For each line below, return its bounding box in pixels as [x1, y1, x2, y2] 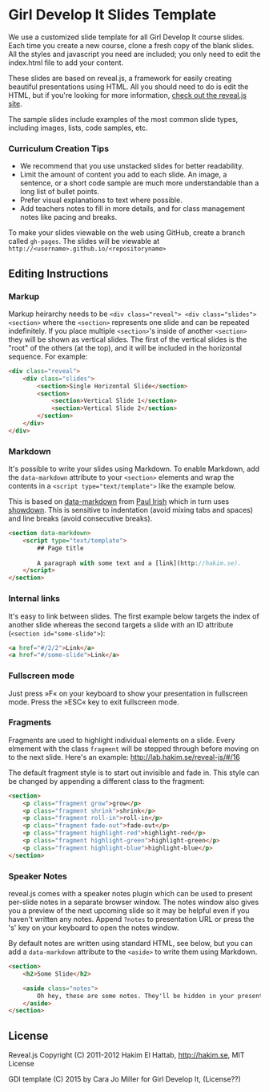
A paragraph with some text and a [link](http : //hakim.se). [37, 559, 242, 567]
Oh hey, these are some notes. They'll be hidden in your [37, 992, 235, 1000]
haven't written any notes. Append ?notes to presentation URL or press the [8, 915, 255, 924]
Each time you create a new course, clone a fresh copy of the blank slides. [8, 40, 255, 50]
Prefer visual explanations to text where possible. [19, 195, 183, 205]
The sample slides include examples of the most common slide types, [8, 114, 239, 124]
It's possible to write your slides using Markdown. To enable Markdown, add [8, 464, 260, 474]
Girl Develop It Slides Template [8, 6, 217, 24]
